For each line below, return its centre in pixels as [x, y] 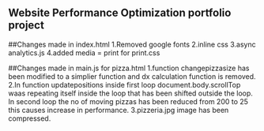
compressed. [30, 118]
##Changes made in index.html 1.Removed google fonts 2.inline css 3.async [132, 44]
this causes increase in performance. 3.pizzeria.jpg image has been [119, 110]
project [26, 26]
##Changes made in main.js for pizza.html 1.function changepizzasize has [129, 68]
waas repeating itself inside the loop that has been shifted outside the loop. [130, 93]
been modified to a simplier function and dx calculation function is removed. [132, 76]
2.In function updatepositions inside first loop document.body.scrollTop [124, 84]
